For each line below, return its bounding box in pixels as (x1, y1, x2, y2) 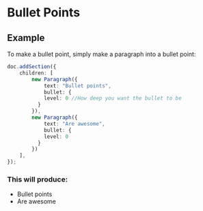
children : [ (19, 70, 53, 76)
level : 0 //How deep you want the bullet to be (43, 95, 182, 102)
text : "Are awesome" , (43, 120, 106, 127)
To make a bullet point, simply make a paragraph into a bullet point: (7, 50, 196, 58)
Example (7, 32, 45, 44)
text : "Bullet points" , (43, 82, 111, 89)
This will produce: (7, 174, 68, 184)
